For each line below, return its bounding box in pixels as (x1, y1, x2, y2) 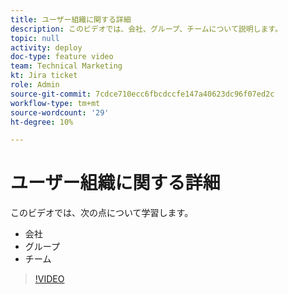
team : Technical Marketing (10, 61, 123, 71)
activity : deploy (10, 42, 83, 53)
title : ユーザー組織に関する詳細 (10, 14, 132, 25)
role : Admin (10, 80, 60, 90)
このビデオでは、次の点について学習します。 (10, 207, 194, 219)
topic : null (10, 33, 60, 43)
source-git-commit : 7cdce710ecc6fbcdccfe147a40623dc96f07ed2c (10, 89, 275, 99)
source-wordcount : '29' (10, 107, 110, 118)
